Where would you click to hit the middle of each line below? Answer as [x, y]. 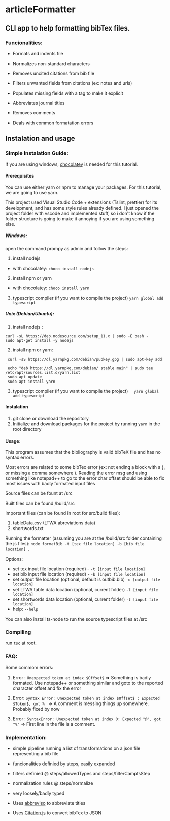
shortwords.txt [28, 529]
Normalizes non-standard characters [51, 63]
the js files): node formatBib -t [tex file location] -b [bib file [75, 544]
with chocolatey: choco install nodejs [53, 268]
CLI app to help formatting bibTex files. [68, 28]
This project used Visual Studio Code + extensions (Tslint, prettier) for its [81, 202]
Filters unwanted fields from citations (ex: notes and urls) [72, 83]
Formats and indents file [38, 53]
